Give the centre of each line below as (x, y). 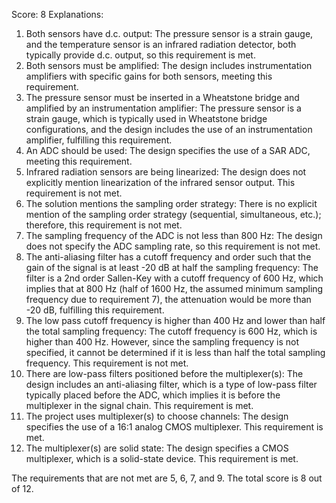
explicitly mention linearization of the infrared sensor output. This (160, 182)
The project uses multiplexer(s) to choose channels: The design (157, 416)
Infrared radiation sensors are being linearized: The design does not (166, 172)
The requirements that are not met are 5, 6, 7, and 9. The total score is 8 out (167, 478)
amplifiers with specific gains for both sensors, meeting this (149, 76)
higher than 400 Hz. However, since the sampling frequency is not (162, 342)
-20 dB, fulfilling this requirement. (95, 310)
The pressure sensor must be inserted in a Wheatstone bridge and (162, 97)
